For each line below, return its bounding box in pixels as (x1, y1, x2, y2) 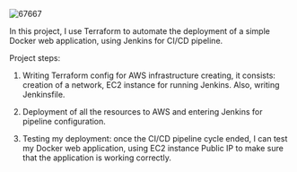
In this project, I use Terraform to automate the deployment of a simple (9, 26, 271, 36)
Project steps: (9, 53, 61, 63)
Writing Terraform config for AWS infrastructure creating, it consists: (22, 70, 276, 81)
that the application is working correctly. (22, 152, 172, 163)
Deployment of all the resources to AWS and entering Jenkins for (22, 107, 263, 116)
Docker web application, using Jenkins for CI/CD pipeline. (9, 36, 223, 46)
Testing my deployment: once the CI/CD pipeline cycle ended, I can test (22, 133, 288, 143)
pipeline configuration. (22, 116, 106, 126)
